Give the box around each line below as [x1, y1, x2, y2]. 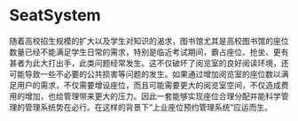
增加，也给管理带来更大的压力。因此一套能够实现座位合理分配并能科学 [24, 90, 281, 102]
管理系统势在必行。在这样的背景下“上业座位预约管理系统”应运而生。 [24, 102, 273, 112]
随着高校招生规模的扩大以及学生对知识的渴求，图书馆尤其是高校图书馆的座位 [9, 35, 289, 46]
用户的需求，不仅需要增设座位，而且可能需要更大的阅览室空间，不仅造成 [16, 79, 281, 90]
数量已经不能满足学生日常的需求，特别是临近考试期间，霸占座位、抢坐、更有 [9, 46, 289, 57]
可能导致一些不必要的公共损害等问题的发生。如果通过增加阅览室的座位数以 [9, 68, 281, 79]
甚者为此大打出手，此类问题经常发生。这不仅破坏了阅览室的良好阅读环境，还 [9, 57, 289, 68]
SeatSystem [9, 5, 101, 26]
